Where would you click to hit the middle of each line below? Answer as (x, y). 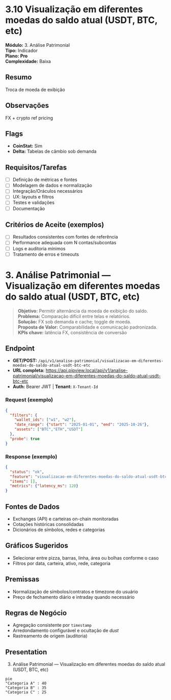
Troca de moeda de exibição (35, 90)
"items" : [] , (24, 481)
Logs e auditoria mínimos (39, 248)
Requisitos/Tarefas (36, 167)
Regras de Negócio (36, 613)
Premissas (22, 579)
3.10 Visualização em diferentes (74, 9)
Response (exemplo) (31, 456)
